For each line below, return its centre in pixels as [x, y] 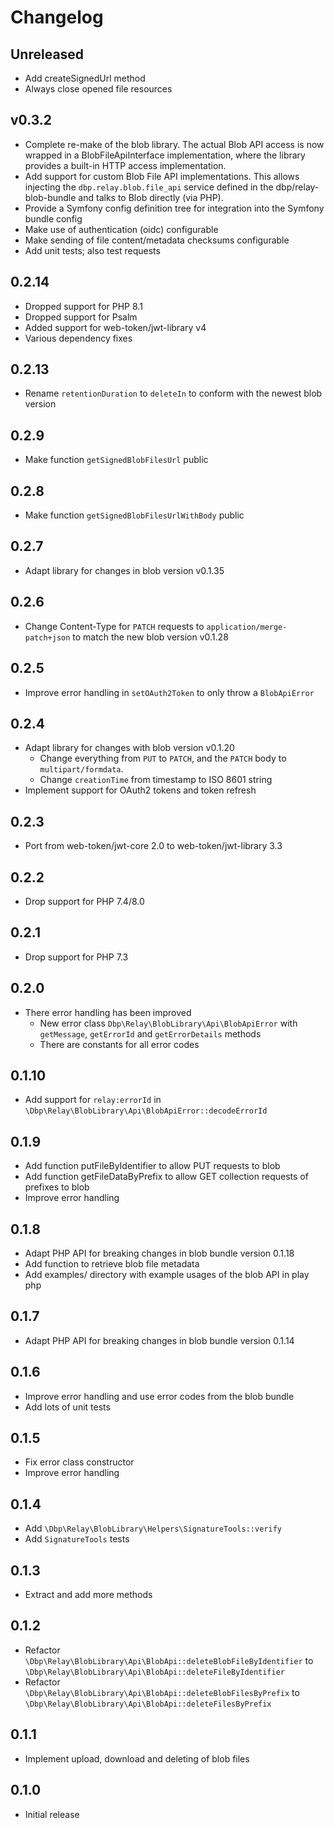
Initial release [52, 1814]
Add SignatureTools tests [77, 1539]
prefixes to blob [57, 1187]
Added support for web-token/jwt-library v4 [115, 327]
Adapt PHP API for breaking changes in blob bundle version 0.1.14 [159, 1340]
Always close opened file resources [98, 89]
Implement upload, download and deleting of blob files [137, 1758]
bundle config [53, 218]
